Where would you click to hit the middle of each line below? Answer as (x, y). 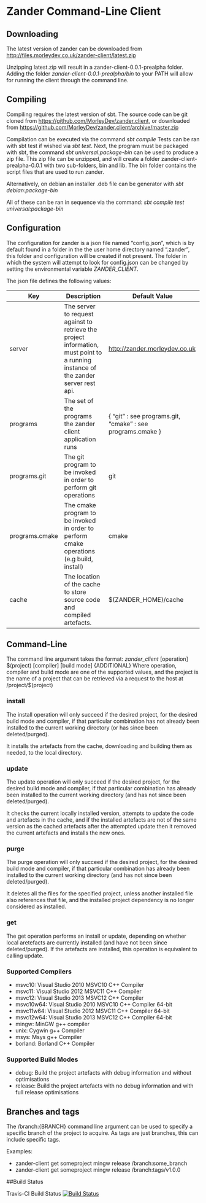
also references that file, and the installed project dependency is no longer (100, 900)
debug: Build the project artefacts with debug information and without (103, 1073)
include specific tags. (33, 1140)
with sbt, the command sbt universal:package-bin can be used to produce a (102, 152)
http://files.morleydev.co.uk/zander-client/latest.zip (71, 55)
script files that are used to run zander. (55, 172)
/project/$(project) (30, 685)
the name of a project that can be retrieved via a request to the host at (95, 679)
